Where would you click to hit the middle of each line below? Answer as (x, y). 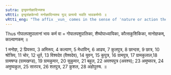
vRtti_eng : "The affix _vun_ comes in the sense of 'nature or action (82, 19)
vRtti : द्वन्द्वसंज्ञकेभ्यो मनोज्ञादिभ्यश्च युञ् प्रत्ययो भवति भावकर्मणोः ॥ (56, 15)
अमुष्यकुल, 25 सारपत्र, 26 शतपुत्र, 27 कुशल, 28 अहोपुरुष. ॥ (56, 67)
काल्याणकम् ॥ (17, 40)
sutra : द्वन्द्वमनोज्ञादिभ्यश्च (25, 10)
